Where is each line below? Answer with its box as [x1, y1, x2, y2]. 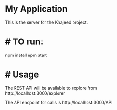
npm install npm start [5, 52, 47, 58]
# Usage [5, 69, 39, 80]
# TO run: [5, 36, 44, 47]
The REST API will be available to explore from [5, 85, 97, 91]
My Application [5, 3, 68, 14]
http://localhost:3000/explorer [5, 90, 65, 96]
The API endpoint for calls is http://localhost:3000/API [5, 99, 113, 105]
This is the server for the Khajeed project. [5, 19, 88, 25]
